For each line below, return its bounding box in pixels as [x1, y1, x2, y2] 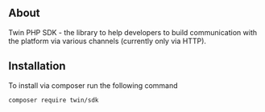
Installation [8, 59, 66, 73]
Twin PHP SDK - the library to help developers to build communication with [8, 27, 258, 37]
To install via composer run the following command [8, 80, 179, 90]
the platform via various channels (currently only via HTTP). [8, 36, 207, 46]
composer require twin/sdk [8, 96, 99, 104]
